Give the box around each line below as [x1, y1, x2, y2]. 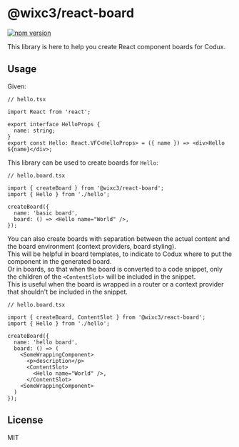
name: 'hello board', [14, 339, 78, 346]
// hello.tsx [7, 96, 46, 103]
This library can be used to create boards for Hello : [7, 158, 158, 167]
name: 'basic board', [14, 209, 78, 217]
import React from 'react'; [7, 108, 91, 115]
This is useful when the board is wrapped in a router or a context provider [7, 279, 224, 288]
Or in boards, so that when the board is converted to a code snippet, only [7, 264, 223, 273]
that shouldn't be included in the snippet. [7, 287, 128, 296]
